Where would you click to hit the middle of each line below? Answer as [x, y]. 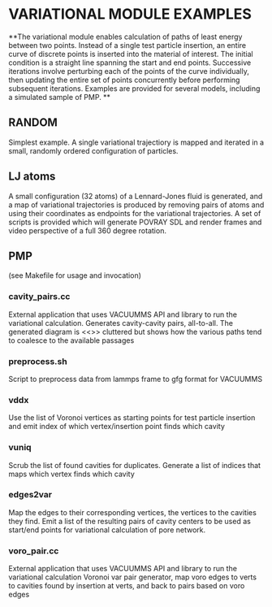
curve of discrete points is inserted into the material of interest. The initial [131, 54]
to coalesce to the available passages [71, 340]
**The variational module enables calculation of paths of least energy [125, 37]
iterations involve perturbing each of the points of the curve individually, [129, 71]
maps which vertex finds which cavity [72, 474]
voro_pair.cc [34, 551]
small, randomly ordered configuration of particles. [93, 150]
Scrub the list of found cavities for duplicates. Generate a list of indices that [135, 465]
